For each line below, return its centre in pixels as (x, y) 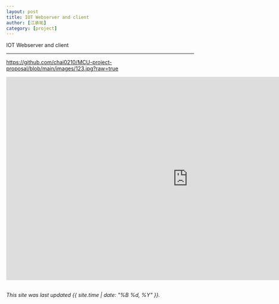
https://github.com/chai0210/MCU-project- (59, 62)
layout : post (22, 12)
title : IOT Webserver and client (48, 17)
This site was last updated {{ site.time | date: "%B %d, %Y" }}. (83, 295)
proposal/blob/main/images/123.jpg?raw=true (62, 68)
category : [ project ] (32, 28)
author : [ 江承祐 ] (26, 23)
